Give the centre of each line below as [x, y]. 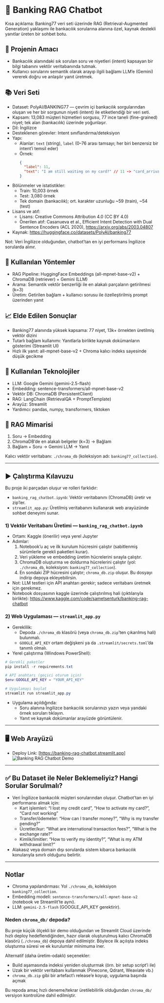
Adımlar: [20, 542]
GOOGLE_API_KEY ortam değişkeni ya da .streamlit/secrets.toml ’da [86, 643]
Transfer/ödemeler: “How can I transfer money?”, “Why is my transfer [89, 818]
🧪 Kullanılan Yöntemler [40, 262]
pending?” [30, 824]
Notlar [15, 874]
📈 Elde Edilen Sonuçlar [41, 316]
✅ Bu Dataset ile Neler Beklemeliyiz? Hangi [72, 778]
